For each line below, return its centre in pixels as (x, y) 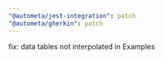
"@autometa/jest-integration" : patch (72, 16)
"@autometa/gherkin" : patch (56, 23)
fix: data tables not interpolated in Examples (82, 46)
